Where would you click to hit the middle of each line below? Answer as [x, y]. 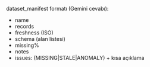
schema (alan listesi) [40, 39]
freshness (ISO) [34, 33]
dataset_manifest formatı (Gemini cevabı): [57, 9]
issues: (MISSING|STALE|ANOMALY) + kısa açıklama [79, 58]
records [24, 26]
